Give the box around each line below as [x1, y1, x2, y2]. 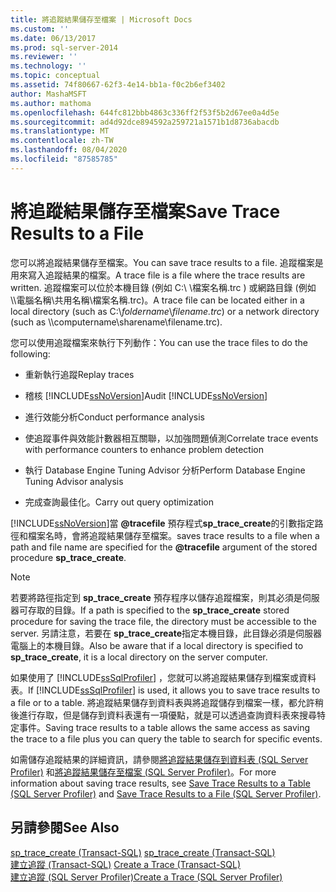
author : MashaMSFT [10, 89, 87, 99]
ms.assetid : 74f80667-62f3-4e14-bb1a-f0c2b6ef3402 [10, 80, 226, 90]
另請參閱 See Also [10, 819, 120, 836]
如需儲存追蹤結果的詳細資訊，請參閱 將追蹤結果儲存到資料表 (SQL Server [10, 753, 309, 765]
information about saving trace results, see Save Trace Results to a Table [10, 777, 311, 789]
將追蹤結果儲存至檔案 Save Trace [10, 200, 281, 223]
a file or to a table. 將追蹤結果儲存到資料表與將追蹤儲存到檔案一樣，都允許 [10, 696, 315, 708]
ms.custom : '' [10, 24, 70, 34]
